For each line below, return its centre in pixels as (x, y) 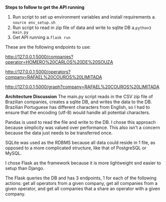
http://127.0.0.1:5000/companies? (39, 57)
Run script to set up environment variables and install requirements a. (84, 17)
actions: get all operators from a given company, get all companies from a (81, 183)
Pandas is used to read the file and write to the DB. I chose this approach (80, 122)
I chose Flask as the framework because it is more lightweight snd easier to (83, 163)
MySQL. (14, 153)
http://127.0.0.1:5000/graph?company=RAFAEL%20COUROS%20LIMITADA (82, 87)
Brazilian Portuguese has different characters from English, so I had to (78, 107)
